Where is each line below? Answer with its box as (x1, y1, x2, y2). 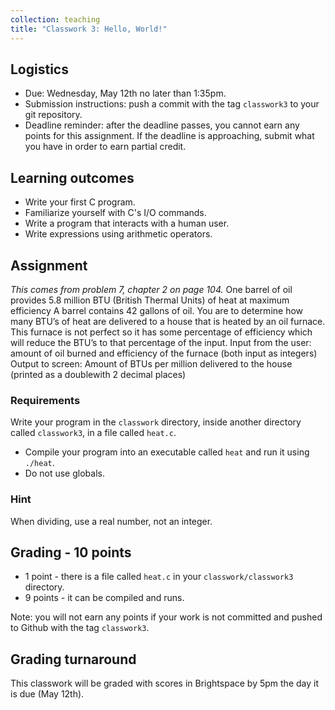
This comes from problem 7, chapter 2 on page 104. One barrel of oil (10, 283, 293, 295)
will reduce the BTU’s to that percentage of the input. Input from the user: (10, 336, 312, 348)
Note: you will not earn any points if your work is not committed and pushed (10, 611, 323, 623)
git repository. (24, 109, 83, 121)
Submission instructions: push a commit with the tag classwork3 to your (24, 98, 320, 110)
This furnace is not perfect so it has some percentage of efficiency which (10, 326, 313, 338)
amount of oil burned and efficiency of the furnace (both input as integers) (10, 347, 318, 359)
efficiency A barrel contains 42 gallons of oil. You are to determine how (10, 304, 304, 316)
